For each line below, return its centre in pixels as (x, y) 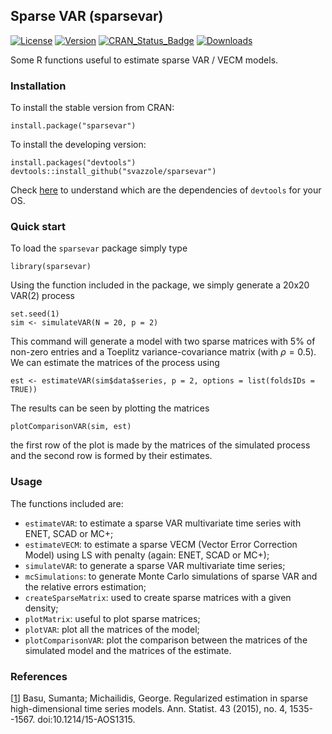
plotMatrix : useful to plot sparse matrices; (112, 618)
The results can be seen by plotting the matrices (110, 408)
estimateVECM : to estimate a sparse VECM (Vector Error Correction (161, 544)
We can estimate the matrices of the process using (115, 363)
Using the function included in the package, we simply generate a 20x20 (160, 285)
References (39, 676)
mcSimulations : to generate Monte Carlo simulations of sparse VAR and (171, 576)
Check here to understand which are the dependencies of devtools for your (166, 190)
